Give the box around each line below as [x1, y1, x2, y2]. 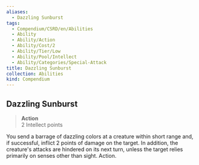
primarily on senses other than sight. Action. [6, 152, 117, 159]
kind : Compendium [6, 76, 50, 82]
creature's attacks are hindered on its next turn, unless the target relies [6, 146, 183, 153]
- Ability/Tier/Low [11, 48, 61, 54]
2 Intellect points [21, 121, 63, 128]
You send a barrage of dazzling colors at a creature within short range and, [6, 132, 194, 140]
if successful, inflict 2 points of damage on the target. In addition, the [6, 139, 178, 146]
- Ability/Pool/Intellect [11, 54, 77, 60]
